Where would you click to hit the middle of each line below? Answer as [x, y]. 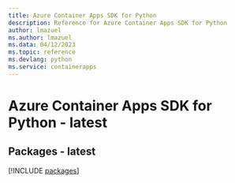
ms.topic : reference [42, 52]
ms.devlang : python [40, 60]
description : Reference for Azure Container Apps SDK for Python [117, 23]
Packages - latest [52, 152]
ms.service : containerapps [52, 67]
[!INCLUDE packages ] [44, 170]
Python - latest [58, 122]
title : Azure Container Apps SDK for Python [82, 15]
